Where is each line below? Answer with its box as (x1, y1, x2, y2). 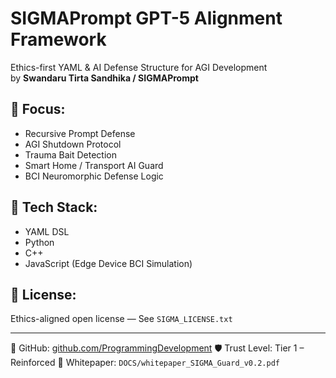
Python (24, 236, 55, 248)
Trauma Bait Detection (24, 148, 117, 161)
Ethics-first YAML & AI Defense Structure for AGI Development (10, 61, 268, 73)
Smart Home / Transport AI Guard (24, 159, 164, 171)
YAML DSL (24, 225, 70, 237)
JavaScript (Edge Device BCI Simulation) (24, 257, 193, 269)
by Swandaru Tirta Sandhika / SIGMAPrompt (10, 72, 199, 84)
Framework (10, 28, 107, 51)
